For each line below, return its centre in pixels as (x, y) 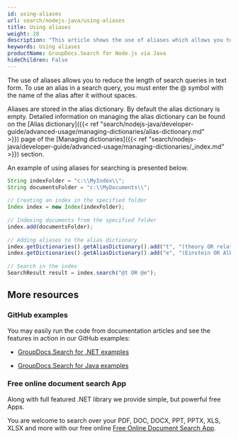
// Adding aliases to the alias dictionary (73, 240)
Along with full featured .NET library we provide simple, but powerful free (114, 399)
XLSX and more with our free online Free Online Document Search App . (112, 428)
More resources (43, 295)
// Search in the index (42, 266)
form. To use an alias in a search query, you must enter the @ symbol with (115, 87)
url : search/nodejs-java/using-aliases (66, 21)
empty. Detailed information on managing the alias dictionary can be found (116, 116)
